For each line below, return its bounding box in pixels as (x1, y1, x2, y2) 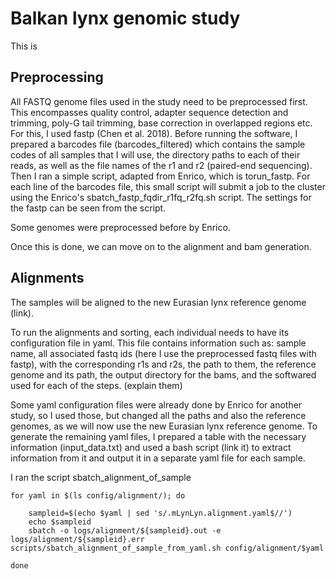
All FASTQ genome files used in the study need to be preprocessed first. (10, 95, 308, 107)
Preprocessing (10, 69, 104, 86)
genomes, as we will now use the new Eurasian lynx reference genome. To (10, 420, 318, 432)
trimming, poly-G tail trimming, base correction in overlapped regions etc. (10, 117, 313, 129)
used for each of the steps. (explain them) (10, 379, 183, 391)
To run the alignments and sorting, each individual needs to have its (10, 326, 290, 338)
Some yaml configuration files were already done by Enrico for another (10, 398, 303, 411)
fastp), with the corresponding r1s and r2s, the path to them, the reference (10, 358, 317, 370)
